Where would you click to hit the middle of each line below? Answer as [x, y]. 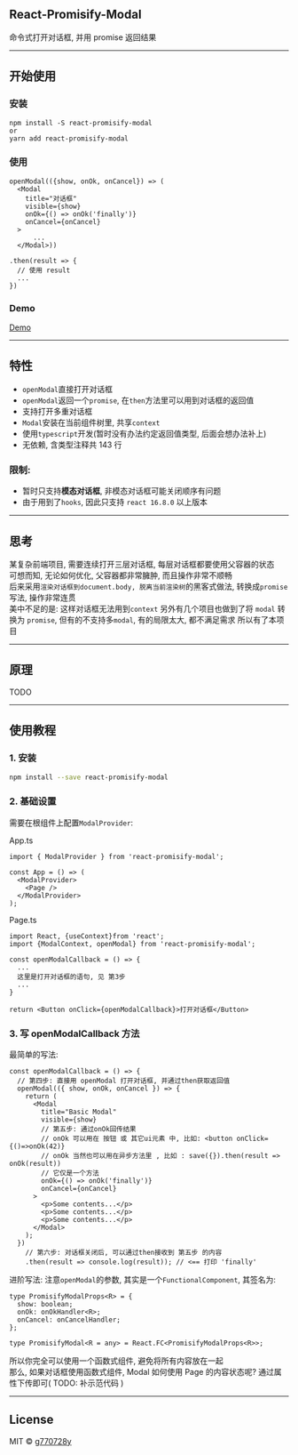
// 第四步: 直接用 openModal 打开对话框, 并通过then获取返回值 [124, 1081]
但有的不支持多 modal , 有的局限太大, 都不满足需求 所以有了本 [168, 620]
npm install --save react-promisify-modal [89, 777]
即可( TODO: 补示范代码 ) [78, 1383]
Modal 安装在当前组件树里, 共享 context [91, 422]
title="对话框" [51, 198]
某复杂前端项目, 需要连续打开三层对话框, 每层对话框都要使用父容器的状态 [142, 565]
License [31, 1420]
